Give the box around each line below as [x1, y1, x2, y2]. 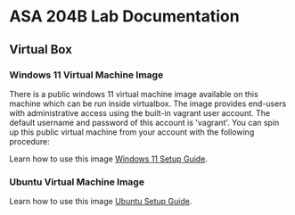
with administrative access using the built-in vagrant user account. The [9, 107, 270, 118]
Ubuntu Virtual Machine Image [9, 176, 145, 188]
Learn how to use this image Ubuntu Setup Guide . [9, 196, 193, 207]
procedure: [9, 136, 51, 146]
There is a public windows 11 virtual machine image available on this [9, 88, 258, 99]
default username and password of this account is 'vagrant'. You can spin [9, 117, 280, 128]
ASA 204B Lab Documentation [9, 6, 240, 27]
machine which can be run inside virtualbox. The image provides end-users [9, 98, 287, 109]
